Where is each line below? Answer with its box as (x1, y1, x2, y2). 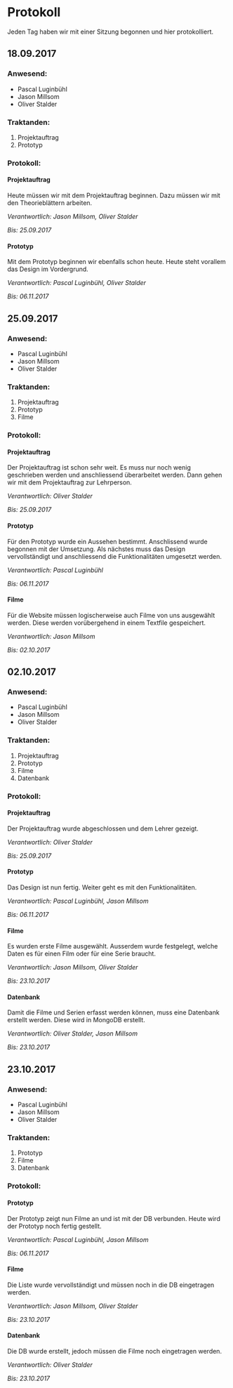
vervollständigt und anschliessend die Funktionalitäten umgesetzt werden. (7, 552, 222, 560)
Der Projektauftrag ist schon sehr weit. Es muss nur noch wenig (7, 463, 191, 472)
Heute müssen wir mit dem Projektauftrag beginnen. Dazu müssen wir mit (7, 191, 221, 200)
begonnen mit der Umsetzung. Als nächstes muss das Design (7, 545, 186, 553)
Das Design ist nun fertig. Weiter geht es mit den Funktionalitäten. (7, 883, 197, 892)
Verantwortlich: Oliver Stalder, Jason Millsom (7, 1029, 138, 1038)
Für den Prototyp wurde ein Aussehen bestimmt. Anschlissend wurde (7, 537, 208, 546)
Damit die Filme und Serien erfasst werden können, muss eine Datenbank (7, 1008, 220, 1017)
